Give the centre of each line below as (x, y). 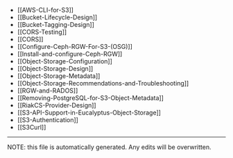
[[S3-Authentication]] (48, 120)
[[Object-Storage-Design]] (55, 69)
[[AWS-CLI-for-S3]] (45, 10)
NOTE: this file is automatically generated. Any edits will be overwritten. (109, 147)
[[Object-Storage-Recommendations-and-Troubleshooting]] (103, 83)
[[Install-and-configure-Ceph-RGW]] (70, 54)
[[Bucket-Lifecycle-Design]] (57, 17)
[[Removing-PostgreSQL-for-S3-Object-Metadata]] (90, 98)
